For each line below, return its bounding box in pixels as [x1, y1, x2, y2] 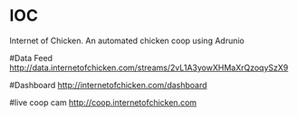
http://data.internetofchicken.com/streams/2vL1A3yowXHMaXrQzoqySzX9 [9, 62, 289, 73]
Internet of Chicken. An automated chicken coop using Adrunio [9, 35, 245, 46]
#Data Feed [9, 52, 53, 63]
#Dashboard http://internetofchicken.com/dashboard [9, 79, 207, 90]
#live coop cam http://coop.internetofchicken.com [9, 96, 197, 108]
